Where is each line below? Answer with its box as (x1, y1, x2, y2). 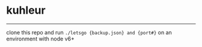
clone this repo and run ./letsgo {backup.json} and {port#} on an (6, 29, 173, 36)
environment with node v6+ (6, 35, 75, 42)
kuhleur (6, 4, 46, 17)
